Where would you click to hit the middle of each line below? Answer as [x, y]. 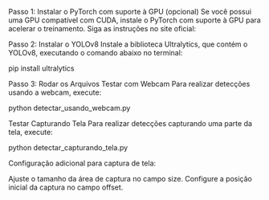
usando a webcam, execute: [55, 92]
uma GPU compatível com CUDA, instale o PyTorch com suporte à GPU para [134, 20]
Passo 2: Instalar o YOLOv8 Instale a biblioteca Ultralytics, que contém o [128, 44]
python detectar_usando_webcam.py [69, 108]
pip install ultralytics [41, 68]
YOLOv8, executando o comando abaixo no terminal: [96, 53]
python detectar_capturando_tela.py [68, 147]
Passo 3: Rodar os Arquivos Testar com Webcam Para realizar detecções [129, 84]
